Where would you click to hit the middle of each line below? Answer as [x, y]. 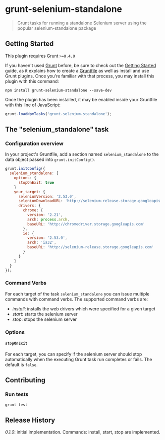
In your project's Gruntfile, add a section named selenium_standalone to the [82, 154]
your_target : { [30, 192]
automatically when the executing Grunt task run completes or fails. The [79, 359]
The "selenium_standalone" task [57, 129]
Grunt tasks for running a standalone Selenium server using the [82, 23]
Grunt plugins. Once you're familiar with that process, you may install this [80, 76]
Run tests [17, 394]
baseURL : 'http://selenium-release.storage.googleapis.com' [90, 247]
